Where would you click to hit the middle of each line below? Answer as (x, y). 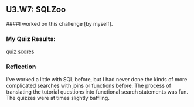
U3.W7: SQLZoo (36, 10)
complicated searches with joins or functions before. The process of (89, 86)
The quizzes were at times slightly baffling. (58, 98)
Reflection (21, 67)
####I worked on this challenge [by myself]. (59, 23)
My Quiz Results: (31, 39)
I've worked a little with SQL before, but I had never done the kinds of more (97, 80)
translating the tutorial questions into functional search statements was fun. (97, 92)
